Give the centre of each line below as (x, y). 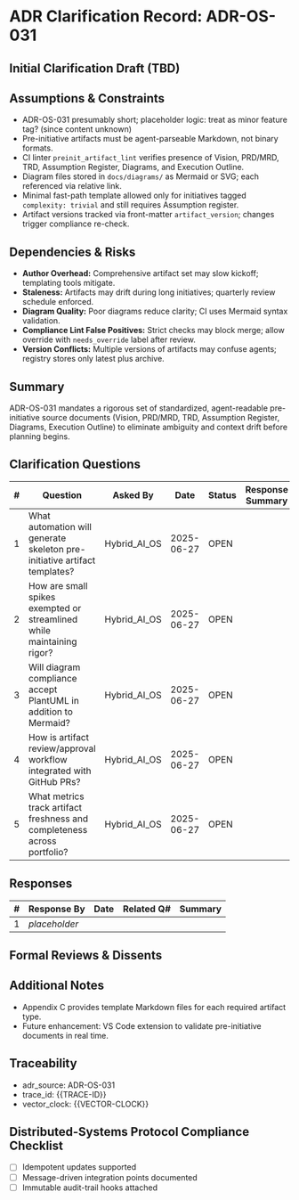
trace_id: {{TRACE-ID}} (64, 1094)
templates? (51, 571)
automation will (60, 527)
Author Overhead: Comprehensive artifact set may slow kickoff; (140, 273)
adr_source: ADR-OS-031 (69, 1085)
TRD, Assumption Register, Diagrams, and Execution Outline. (133, 167)
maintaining (53, 641)
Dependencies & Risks (73, 252)
